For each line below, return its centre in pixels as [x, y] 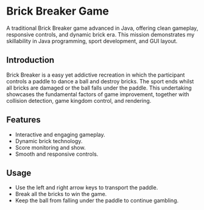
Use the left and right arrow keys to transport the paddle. [86, 187]
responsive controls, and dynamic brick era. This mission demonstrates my [100, 34]
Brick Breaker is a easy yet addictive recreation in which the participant [96, 75]
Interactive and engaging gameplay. [60, 135]
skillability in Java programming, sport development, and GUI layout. [92, 41]
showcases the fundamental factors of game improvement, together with [98, 94]
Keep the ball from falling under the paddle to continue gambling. [97, 201]
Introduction [30, 60]
